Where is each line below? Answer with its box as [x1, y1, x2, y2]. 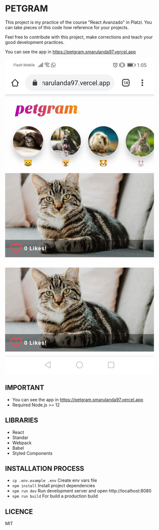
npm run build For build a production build [12, 493, 98, 499]
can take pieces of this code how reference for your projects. [5, 24, 129, 30]
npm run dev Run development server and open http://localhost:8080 [12, 488, 152, 494]
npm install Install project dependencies [12, 483, 95, 489]
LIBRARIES [5, 416, 38, 425]
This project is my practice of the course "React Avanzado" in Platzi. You [5, 19, 152, 25]
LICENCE [5, 507, 33, 516]
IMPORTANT [5, 384, 44, 392]
